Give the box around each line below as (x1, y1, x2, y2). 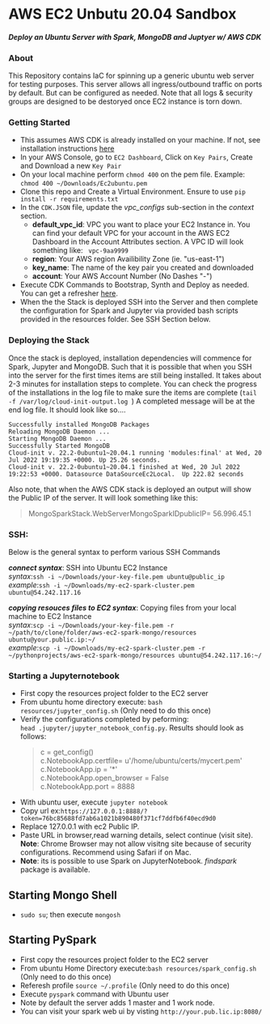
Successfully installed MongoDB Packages (8, 420, 150, 429)
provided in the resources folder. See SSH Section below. (19, 314, 212, 324)
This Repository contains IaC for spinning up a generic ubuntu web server (8, 70, 255, 81)
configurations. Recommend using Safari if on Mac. (19, 847, 192, 857)
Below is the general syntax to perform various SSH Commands (8, 547, 221, 557)
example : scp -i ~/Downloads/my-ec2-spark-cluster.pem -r (8, 642, 206, 652)
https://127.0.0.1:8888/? (60, 808, 148, 816)
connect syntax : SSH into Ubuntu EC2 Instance (8, 562, 168, 572)
